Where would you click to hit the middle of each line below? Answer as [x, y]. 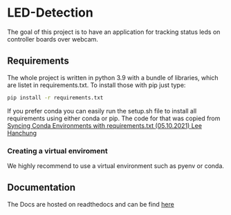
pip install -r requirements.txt [55, 97]
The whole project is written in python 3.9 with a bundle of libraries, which [113, 77]
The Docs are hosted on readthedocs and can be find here [91, 204]
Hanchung [22, 133]
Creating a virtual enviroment [58, 151]
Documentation [41, 188]
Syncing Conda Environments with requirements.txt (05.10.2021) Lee [105, 125]
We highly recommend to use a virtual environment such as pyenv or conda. [116, 166]
